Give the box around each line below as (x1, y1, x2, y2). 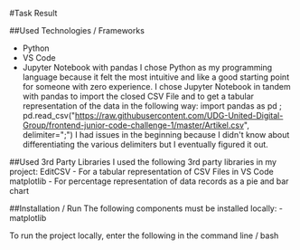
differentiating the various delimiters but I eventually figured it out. (22, 139, 268, 149)
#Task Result (9, 8, 58, 18)
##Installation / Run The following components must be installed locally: (9, 203, 277, 214)
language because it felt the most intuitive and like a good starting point (22, 72, 290, 82)
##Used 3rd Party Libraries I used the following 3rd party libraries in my (9, 157, 277, 167)
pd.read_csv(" (22, 111, 76, 120)
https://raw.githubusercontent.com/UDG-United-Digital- (75, 111, 284, 120)
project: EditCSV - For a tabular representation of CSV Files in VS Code (9, 167, 274, 177)
